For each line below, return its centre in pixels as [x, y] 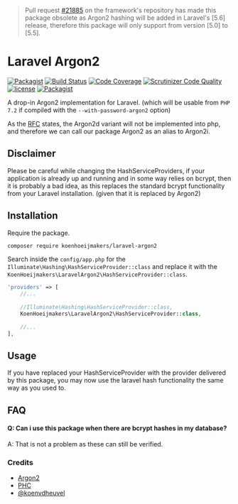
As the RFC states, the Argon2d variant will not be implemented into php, [114, 124]
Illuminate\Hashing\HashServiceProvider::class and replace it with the [113, 267]
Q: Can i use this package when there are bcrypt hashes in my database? [117, 428]
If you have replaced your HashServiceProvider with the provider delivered [117, 373]
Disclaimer [32, 154]
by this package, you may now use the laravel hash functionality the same [115, 380]
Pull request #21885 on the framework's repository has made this [120, 10]
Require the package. [39, 233]
